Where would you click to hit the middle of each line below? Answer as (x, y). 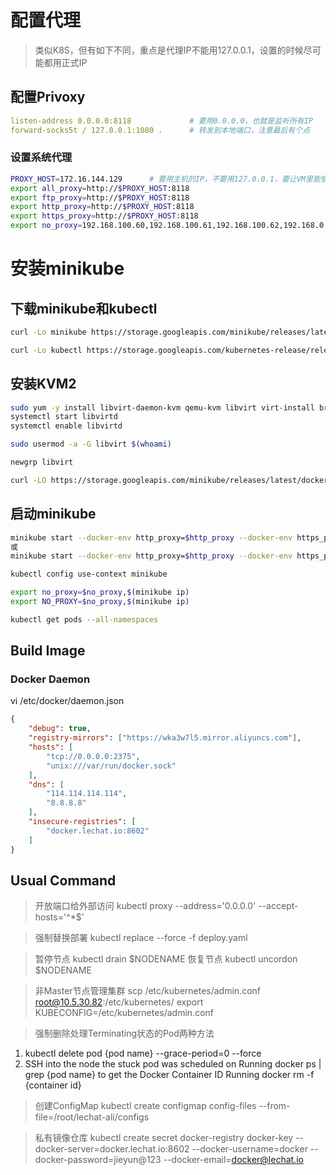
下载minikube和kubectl (84, 308)
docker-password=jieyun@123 (98, 1160)
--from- (274, 1106)
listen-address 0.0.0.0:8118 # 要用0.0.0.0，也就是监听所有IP (162, 121)
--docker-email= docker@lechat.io (233, 1160)
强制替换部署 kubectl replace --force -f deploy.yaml (141, 938)
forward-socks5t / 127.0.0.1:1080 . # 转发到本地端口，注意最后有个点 (160, 130)
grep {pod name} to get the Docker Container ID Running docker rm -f (169, 1075)
